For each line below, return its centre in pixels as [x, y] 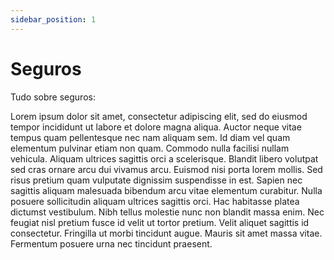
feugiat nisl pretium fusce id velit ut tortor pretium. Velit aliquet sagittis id [160, 222]
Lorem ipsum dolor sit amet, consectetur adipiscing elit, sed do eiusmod [159, 116]
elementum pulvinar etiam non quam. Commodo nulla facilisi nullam [150, 148]
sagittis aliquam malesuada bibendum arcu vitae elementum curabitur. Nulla [166, 190]
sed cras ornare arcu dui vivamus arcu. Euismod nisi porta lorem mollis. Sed [166, 169]
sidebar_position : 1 [53, 19]
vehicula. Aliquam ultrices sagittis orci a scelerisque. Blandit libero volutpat [164, 158]
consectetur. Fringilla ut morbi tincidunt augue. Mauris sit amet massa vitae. [166, 233]
